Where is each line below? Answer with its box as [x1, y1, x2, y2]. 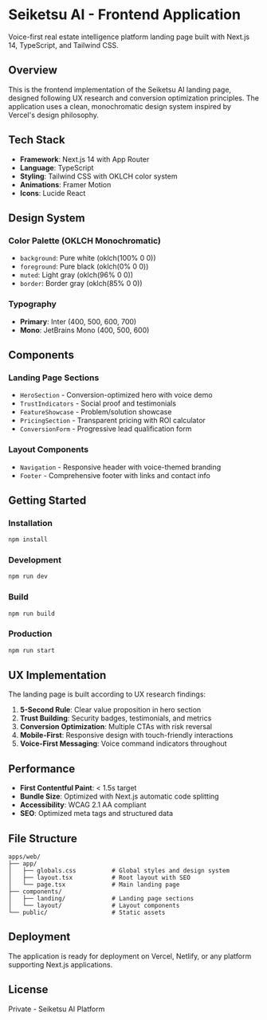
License [8, 983, 49, 997]
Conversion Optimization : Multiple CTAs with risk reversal [19, 722, 213, 732]
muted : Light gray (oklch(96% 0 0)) [19, 270, 134, 280]
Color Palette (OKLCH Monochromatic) [8, 235, 162, 246]
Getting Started [8, 493, 87, 507]
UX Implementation [8, 669, 107, 682]
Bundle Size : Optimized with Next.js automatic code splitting [19, 791, 219, 802]
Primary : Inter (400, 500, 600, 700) [19, 316, 137, 326]
